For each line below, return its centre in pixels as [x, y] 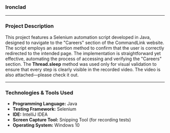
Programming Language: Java [45, 103]
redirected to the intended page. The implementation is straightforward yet [83, 53]
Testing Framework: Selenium [45, 109]
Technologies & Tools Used [39, 93]
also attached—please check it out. [42, 75]
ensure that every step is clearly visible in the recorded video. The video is [83, 69]
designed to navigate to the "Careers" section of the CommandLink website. [85, 42]
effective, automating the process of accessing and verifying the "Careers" [83, 59]
